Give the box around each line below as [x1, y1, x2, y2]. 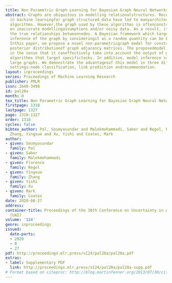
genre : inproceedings [5, 222, 52, 227]
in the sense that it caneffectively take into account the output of [10, 50, 164, 55]
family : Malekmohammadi [10, 155, 60, 160]
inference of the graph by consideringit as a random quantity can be [10, 36, 164, 42]
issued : [5, 227, 22, 232]
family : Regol [10, 165, 40, 170]
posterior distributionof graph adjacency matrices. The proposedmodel [10, 46, 166, 51]
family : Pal [10, 146, 36, 151]
